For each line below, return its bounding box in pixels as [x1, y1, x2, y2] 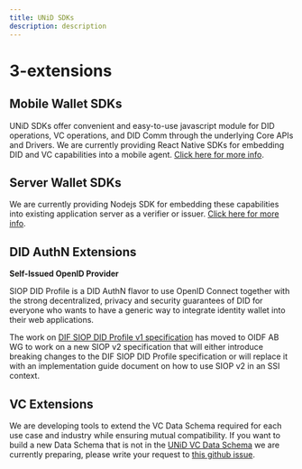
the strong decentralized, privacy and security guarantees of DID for [9, 295, 263, 307]
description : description [9, 22, 106, 31]
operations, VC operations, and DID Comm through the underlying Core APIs [9, 130, 294, 141]
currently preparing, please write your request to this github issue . [9, 448, 255, 460]
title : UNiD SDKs [9, 13, 75, 23]
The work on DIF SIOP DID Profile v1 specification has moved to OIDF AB [9, 332, 279, 343]
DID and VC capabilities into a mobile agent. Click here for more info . [9, 149, 264, 160]
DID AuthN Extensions [9, 244, 137, 260]
